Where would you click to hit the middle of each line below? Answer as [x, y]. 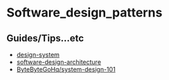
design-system [38, 54]
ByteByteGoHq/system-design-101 [66, 69]
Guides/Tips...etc [45, 38]
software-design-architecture [59, 62]
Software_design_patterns [84, 13]
